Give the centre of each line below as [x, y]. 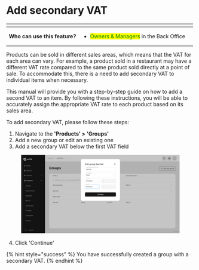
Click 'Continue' [35, 243]
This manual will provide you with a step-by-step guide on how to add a [94, 92]
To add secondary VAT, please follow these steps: [68, 122]
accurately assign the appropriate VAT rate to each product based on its [95, 105]
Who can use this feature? [42, 36]
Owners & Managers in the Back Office [137, 36]
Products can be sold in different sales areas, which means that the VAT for [99, 55]
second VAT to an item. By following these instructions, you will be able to [97, 98]
